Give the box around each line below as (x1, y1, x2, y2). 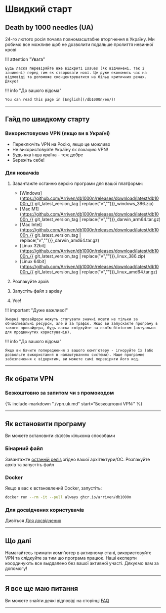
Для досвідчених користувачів (5, 506, 84, 513)
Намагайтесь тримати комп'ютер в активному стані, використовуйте (5, 550, 152, 556)
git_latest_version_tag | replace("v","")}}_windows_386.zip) (34, 200, 154, 206)
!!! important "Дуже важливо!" (5, 307, 68, 313)
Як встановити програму (5, 420, 86, 428)
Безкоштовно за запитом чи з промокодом (5, 390, 114, 396)
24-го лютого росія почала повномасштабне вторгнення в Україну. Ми (5, 36, 155, 42)
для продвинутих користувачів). (5, 330, 72, 335)
